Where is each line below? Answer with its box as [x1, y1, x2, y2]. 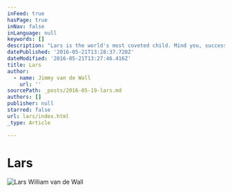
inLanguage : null [7, 29, 57, 37]
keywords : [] [7, 36, 45, 43]
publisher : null [7, 100, 54, 107]
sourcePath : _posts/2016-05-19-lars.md [7, 87, 122, 94]
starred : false [7, 106, 51, 113]
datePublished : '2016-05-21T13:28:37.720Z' [7, 49, 135, 56]
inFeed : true [7, 10, 45, 17]
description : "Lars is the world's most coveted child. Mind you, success [7, 42, 227, 49]
